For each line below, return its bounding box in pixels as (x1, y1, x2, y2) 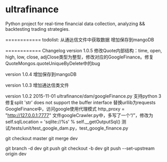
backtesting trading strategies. (5, 26, 70, 32)
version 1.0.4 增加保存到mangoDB (5, 71, 77, 77)
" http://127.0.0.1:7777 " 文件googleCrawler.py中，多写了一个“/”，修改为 (5, 112, 154, 118)
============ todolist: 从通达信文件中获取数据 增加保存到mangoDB (5, 36, 155, 43)
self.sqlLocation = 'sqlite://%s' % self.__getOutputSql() (5, 118, 121, 125)
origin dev (5, 150, 27, 157)
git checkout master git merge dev (5, 135, 78, 141)
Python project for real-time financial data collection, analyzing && (5, 21, 145, 27)
